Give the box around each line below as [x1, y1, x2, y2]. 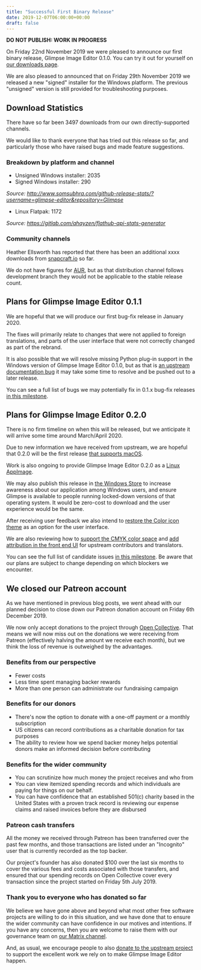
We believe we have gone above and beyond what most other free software [6, 907, 194, 914]
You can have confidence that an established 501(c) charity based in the [14, 793, 194, 800]
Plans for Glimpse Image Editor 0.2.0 [6, 410, 147, 420]
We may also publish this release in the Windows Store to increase [6, 480, 172, 487]
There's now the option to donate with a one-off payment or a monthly [14, 713, 190, 720]
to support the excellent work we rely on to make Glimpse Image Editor [6, 950, 182, 957]
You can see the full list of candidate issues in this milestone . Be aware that [6, 553, 193, 560]
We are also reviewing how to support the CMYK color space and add [6, 535, 179, 542]
